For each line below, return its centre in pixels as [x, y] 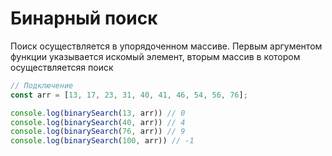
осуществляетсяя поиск [62, 67]
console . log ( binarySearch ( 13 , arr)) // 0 [98, 113]
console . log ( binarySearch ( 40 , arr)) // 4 [98, 122]
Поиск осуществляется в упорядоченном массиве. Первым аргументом [166, 46]
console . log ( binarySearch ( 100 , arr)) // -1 [102, 141]
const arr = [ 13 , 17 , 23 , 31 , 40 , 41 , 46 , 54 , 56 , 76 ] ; [129, 95]
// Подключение [42, 85]
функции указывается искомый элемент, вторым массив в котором [155, 56]
